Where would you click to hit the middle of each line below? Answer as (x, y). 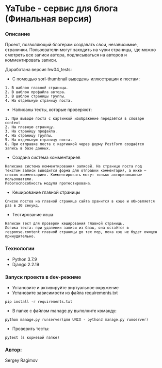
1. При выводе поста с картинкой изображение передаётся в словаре (75, 119)
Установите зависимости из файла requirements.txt (65, 293)
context (13, 123)
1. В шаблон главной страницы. (37, 88)
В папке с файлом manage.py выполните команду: (64, 311)
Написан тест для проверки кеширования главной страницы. (65, 224)
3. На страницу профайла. (31, 131)
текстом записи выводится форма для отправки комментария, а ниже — (76, 171)
